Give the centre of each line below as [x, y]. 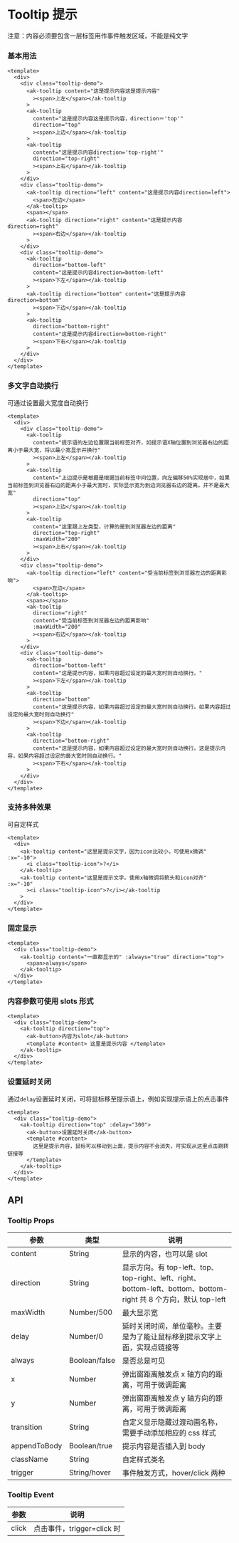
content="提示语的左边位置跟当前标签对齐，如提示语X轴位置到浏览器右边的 [128, 442]
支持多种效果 [30, 807]
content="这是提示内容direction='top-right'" [98, 153]
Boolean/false [92, 1361]
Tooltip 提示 [42, 15]
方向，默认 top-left [194, 1299]
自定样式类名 [144, 1460]
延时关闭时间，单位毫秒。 [165, 1327]
